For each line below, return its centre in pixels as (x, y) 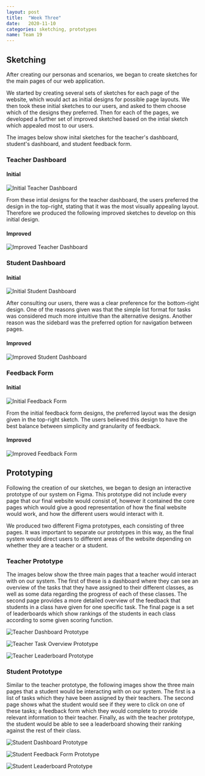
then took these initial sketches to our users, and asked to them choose (96, 106)
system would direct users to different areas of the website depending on (99, 539)
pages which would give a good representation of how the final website (96, 507)
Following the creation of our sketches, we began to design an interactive (99, 488)
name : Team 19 (24, 35)
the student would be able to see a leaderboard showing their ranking (94, 724)
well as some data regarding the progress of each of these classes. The (97, 594)
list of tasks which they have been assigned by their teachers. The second (100, 698)
